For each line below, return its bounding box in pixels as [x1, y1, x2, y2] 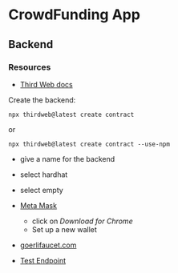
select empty [19, 185, 64, 195]
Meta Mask [19, 200, 58, 210]
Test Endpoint [19, 255, 67, 265]
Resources [8, 62, 51, 73]
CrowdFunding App [8, 6, 140, 24]
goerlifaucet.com [19, 240, 77, 250]
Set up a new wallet [31, 224, 98, 234]
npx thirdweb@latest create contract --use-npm [8, 140, 171, 148]
